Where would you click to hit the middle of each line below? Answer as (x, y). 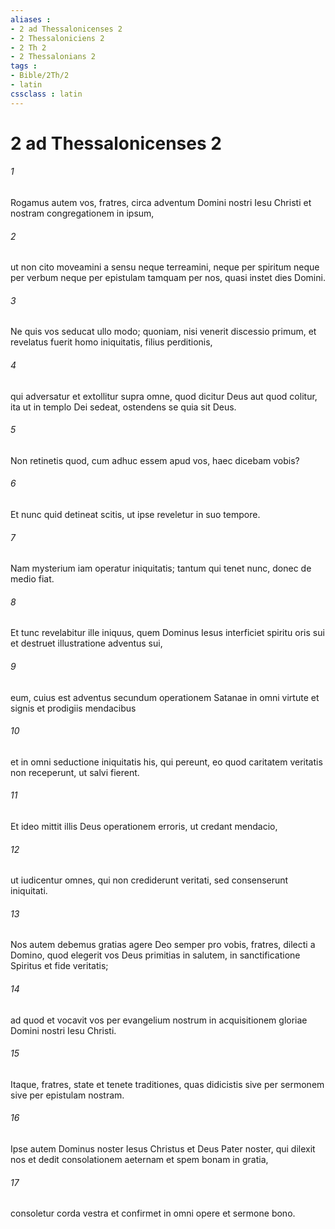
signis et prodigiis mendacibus (73, 708)
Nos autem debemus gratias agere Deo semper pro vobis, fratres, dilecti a (163, 945)
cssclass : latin (46, 94)
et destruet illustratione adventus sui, (86, 643)
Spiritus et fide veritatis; (59, 966)
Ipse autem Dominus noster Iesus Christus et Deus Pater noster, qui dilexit (163, 1149)
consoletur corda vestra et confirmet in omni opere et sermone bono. (153, 1213)
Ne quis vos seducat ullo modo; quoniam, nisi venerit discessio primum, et (163, 332)
